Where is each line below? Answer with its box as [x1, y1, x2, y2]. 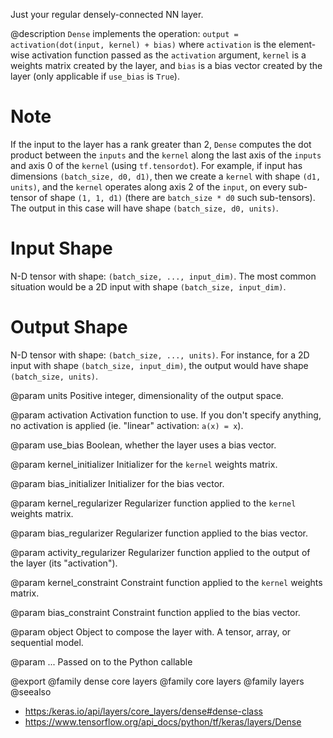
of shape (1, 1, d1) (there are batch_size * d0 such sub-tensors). [38, 191, 316, 203]
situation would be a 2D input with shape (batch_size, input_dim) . [10, 280, 287, 293]
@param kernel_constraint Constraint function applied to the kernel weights [10, 576, 323, 588]
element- [278, 39, 317, 50]
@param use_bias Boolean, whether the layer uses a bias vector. [10, 439, 277, 451]
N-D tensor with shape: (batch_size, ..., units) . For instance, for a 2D [10, 349, 310, 361]
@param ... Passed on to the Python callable [10, 655, 193, 668]
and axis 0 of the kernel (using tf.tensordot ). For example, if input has [10, 159, 303, 171]
